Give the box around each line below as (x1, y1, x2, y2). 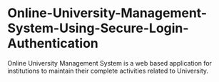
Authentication (7, 36, 98, 51)
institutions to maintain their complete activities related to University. (7, 66, 209, 75)
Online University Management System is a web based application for (7, 58, 213, 67)
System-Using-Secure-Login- (7, 20, 189, 36)
